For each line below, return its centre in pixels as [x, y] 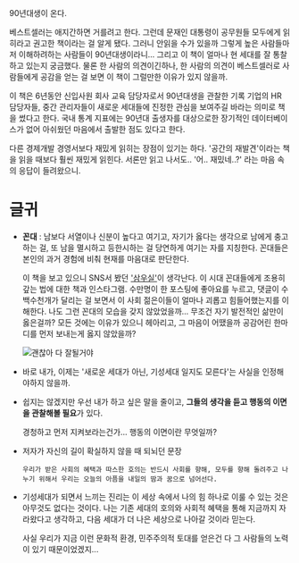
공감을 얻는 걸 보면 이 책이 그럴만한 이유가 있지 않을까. [134, 77]
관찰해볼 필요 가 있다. [67, 413]
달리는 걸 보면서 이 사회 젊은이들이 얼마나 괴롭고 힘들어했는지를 [170, 300]
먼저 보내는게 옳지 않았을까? [87, 333]
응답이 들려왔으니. [50, 171]
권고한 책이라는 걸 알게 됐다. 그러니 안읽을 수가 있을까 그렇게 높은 [145, 43]
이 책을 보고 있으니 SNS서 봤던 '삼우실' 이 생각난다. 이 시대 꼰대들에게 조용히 [154, 277]
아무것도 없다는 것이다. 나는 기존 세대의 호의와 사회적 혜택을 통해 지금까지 [149, 508]
